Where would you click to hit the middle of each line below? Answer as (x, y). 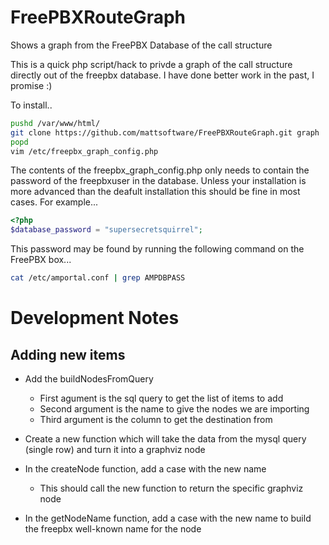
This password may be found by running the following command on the (157, 249)
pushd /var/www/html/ (55, 123)
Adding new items (68, 354)
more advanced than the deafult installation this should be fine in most (155, 192)
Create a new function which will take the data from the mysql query (165, 439)
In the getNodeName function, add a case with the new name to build (168, 518)
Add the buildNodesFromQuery (89, 379)
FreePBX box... (41, 260)
